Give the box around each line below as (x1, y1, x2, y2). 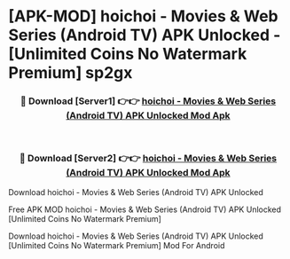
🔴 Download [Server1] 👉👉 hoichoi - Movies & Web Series (20, 95, 277, 107)
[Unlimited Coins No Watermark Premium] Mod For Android (8, 239, 225, 250)
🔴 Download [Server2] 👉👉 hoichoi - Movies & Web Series (19, 153, 278, 165)
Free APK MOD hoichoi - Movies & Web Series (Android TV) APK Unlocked (8, 204, 281, 215)
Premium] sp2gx (8, 63, 133, 83)
